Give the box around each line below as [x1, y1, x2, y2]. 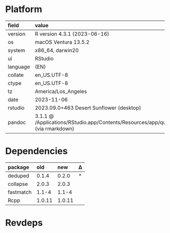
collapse [8, 180, 28, 188]
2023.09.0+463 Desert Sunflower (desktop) [34, 104, 142, 111]
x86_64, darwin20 [34, 46, 79, 54]
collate [8, 71, 24, 78]
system [8, 46, 25, 54]
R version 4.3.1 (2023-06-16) [34, 30, 110, 37]
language [8, 63, 30, 70]
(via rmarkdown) [34, 125, 74, 132]
